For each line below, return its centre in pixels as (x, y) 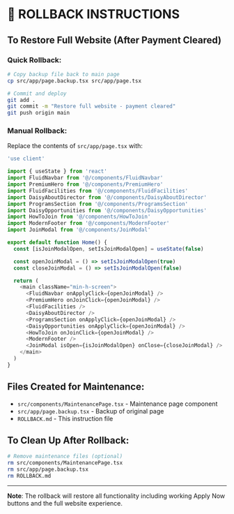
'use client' (26, 159)
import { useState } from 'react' (57, 171)
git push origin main (39, 113)
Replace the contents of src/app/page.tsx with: (75, 146)
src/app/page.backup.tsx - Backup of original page (91, 411)
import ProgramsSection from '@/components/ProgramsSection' (98, 204)
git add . (22, 100)
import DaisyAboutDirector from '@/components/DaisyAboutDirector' (107, 197)
